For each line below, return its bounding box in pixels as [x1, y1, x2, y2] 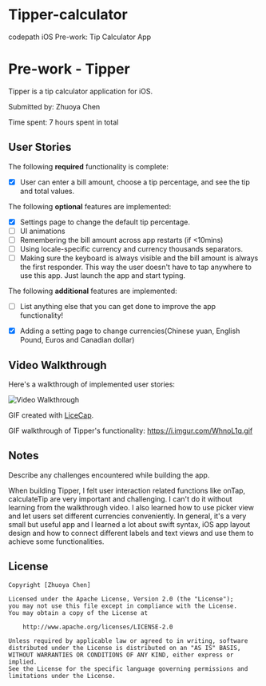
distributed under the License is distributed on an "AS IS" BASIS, [8, 644, 241, 652]
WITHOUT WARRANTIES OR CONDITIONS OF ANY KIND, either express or [8, 651, 234, 659]
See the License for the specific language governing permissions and [8, 664, 248, 672]
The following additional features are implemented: [8, 286, 177, 296]
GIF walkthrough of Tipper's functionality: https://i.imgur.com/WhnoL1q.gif [8, 426, 253, 435]
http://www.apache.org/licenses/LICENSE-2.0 [22, 623, 173, 631]
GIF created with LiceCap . [8, 410, 94, 420]
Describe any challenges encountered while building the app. [8, 470, 210, 480]
